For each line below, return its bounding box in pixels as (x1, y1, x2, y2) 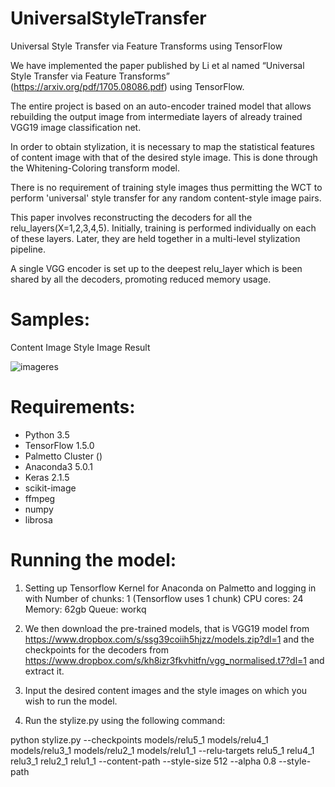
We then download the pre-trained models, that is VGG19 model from (24, 622, 310, 634)
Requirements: (10, 396, 136, 419)
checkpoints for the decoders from (24, 643, 169, 656)
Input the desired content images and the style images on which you (24, 684, 308, 696)
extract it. (24, 665, 65, 677)
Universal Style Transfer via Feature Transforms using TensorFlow (10, 40, 283, 52)
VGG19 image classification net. (10, 121, 142, 133)
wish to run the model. (24, 695, 118, 707)
